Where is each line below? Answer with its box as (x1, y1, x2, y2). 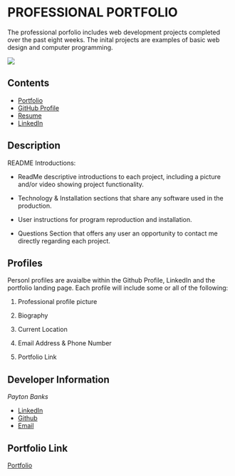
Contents (7, 77, 50, 89)
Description (7, 140, 61, 152)
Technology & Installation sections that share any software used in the (17, 193, 224, 202)
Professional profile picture (17, 298, 98, 306)
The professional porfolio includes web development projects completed (7, 28, 221, 36)
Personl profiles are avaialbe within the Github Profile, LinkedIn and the (7, 276, 216, 285)
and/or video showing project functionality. (17, 180, 145, 188)
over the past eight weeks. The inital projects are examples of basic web (7, 35, 220, 44)
